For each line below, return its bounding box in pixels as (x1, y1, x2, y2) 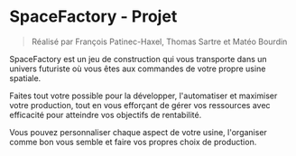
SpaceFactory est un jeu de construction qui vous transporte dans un (9, 53, 268, 64)
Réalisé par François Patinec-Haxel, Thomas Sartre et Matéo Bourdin (31, 36, 288, 47)
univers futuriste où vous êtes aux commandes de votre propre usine (9, 63, 266, 74)
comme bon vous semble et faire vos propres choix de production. (9, 136, 257, 147)
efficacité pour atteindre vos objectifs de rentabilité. (9, 109, 202, 120)
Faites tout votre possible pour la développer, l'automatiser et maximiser (9, 90, 278, 101)
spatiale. (9, 72, 42, 83)
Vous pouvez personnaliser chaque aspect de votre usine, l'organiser (9, 126, 268, 137)
